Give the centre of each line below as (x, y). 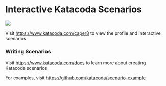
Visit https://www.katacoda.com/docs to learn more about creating (76, 63)
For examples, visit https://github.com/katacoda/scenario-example (75, 78)
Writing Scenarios (28, 51)
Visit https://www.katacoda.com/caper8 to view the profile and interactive (83, 33)
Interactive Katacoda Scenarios (74, 9)
